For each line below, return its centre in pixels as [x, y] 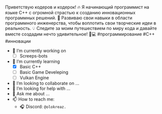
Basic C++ [30, 67]
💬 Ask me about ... [31, 94]
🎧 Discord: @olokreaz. [43, 107]
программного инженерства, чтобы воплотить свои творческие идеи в [81, 23]
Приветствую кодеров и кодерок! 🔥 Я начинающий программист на [77, 7]
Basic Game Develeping [44, 72]
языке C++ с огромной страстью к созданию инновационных [70, 13]
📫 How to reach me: [33, 99]
